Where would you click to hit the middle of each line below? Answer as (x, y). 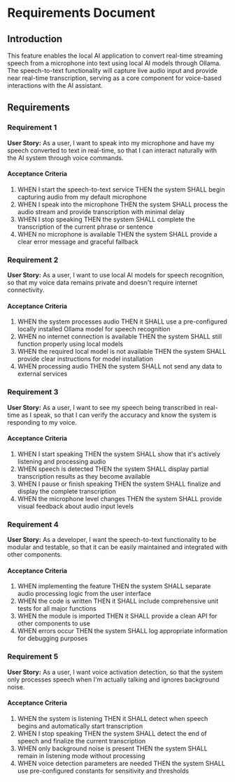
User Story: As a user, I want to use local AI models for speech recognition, (116, 275)
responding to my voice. (42, 422)
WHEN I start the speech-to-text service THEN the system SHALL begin (121, 189)
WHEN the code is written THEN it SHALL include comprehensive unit (118, 601)
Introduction (35, 39)
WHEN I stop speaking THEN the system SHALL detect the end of (112, 733)
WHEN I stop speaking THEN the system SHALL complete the (106, 219)
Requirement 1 (32, 128)
